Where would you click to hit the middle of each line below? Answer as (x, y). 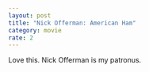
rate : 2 (21, 38)
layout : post (30, 15)
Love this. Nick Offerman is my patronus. (75, 60)
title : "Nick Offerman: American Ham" (72, 23)
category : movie (35, 30)
